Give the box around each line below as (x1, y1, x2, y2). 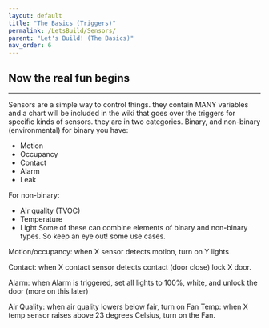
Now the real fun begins (8, 71, 130, 85)
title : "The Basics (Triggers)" (8, 19, 116, 27)
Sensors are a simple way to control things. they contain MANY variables (8, 99, 249, 109)
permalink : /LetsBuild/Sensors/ (8, 26, 116, 34)
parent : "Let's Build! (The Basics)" (8, 34, 134, 42)
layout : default (8, 11, 62, 20)
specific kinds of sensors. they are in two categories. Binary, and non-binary (8, 117, 261, 126)
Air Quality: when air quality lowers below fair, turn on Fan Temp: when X (8, 302, 248, 311)
